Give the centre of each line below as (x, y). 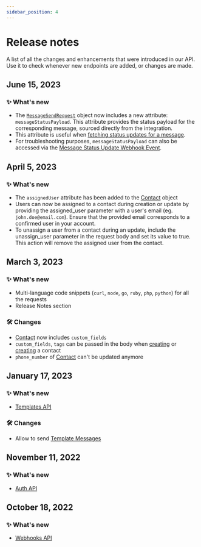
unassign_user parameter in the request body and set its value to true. (103, 236)
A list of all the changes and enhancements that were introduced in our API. (101, 59)
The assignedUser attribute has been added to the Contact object (96, 197)
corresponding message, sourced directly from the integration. (94, 128)
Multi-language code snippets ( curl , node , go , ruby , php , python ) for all (102, 293)
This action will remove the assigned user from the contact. (89, 243)
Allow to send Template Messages (58, 438)
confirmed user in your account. (55, 223)
